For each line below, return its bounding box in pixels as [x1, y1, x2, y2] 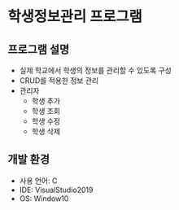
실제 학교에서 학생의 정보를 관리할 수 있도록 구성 [19, 66, 172, 75]
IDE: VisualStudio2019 [19, 185, 94, 195]
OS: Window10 [19, 193, 69, 203]
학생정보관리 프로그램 [7, 7, 143, 26]
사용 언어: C [19, 176, 58, 186]
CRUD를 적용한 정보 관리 [19, 76, 99, 85]
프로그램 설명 [7, 42, 70, 56]
